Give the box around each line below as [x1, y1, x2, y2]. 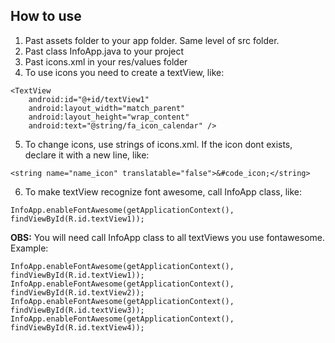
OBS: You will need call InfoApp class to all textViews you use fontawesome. [10, 231, 325, 243]
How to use [10, 8, 82, 25]
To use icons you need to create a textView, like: [24, 66, 225, 78]
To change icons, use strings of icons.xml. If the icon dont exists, [24, 138, 293, 150]
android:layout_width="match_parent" [28, 103, 186, 113]
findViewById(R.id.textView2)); [10, 287, 145, 298]
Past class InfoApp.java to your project [24, 45, 185, 57]
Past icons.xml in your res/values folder [24, 55, 188, 68]
